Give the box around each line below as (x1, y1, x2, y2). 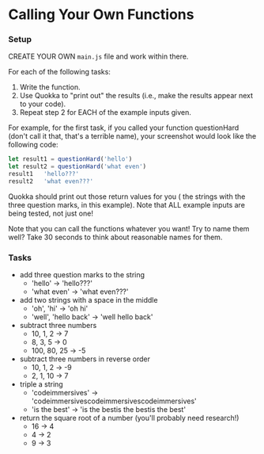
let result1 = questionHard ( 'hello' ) (8, 155, 133, 163)
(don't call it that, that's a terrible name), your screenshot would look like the (8, 132, 257, 141)
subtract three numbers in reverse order (19, 354, 151, 364)
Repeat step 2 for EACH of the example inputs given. (19, 108, 192, 117)
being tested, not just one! (8, 208, 93, 218)
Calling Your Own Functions (8, 6, 194, 24)
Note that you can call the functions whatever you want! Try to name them (8, 223, 250, 233)
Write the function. (19, 82, 81, 92)
